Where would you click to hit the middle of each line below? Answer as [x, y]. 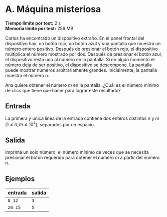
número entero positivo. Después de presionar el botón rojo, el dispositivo [81, 49]
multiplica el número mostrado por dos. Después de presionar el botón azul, [84, 54]
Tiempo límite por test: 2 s [33, 23]
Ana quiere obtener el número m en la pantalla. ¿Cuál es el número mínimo [82, 85]
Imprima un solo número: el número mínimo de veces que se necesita [77, 152]
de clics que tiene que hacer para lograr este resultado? [63, 90]
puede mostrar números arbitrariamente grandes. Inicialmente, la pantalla [81, 70]
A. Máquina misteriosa [53, 9]
